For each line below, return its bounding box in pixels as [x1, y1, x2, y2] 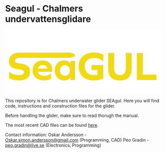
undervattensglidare [5, 13, 91, 25]
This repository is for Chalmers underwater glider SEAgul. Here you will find [5, 98, 160, 104]
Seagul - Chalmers [5, 3, 83, 14]
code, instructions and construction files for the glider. [5, 103, 116, 109]
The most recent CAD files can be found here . [5, 122, 99, 128]
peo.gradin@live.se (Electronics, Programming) [5, 142, 101, 149]
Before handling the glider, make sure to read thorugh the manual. [5, 112, 139, 119]
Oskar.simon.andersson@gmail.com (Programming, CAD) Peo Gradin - [5, 137, 149, 143]
